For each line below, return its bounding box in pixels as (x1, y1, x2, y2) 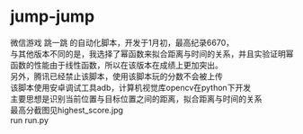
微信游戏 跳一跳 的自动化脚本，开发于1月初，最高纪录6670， (10, 37, 235, 48)
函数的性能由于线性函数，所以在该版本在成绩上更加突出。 (10, 59, 223, 70)
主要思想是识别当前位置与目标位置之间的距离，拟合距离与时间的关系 (10, 93, 263, 104)
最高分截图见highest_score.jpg (10, 104, 124, 115)
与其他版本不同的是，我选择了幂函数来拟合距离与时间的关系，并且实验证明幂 (10, 48, 294, 59)
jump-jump (10, 6, 95, 27)
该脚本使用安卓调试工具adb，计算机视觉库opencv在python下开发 (10, 82, 251, 93)
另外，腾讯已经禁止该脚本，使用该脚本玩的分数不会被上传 (10, 70, 223, 82)
